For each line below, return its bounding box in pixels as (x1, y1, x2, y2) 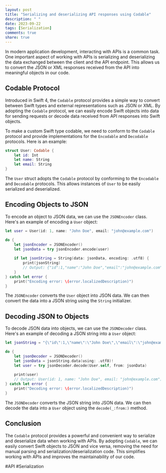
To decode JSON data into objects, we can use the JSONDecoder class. (5, 326, 147, 332)
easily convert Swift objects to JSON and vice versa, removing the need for (5, 443, 159, 449)
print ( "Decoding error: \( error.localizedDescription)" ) (14, 386, 134, 391)
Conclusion (5, 419, 41, 428)
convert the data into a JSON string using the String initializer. (5, 298, 132, 304)
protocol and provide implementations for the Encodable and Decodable (5, 133, 148, 139)
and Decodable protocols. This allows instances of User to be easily (5, 181, 141, 187)
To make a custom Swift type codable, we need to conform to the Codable (5, 128, 155, 134)
